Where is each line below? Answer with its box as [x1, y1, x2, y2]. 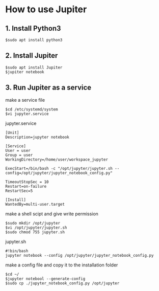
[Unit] [5, 130, 19, 135]
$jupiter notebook [5, 69, 44, 75]
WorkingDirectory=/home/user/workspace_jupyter [5, 157, 109, 162]
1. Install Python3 [5, 24, 61, 33]
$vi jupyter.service [5, 111, 49, 116]
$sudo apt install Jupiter [5, 65, 63, 70]
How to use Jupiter [5, 4, 87, 15]
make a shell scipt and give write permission [5, 211, 98, 217]
